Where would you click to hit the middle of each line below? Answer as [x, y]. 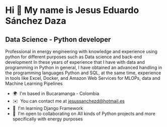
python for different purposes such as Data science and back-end [74, 57]
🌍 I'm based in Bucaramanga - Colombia [56, 93]
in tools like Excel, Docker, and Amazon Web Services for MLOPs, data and [83, 78]
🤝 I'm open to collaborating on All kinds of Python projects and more [84, 113]
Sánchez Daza [36, 21]
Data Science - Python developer [58, 39]
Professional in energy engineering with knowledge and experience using [81, 51]
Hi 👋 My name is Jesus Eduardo [72, 10]
